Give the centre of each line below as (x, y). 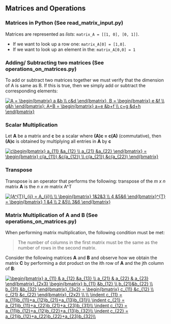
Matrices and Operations (46, 8)
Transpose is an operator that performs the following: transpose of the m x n (85, 181)
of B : (10, 268)
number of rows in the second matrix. (57, 247)
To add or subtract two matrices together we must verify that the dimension (85, 80)
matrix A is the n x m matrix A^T (39, 186)
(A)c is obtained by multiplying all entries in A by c (58, 141)
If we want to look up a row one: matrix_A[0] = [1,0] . (69, 44)
